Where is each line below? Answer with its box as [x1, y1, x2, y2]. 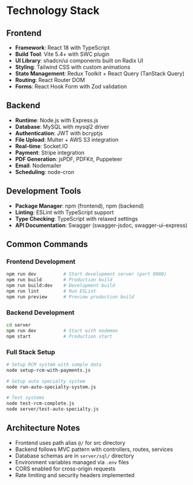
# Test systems [6, 395, 45, 401]
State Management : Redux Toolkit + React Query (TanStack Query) [15, 70, 185, 77]
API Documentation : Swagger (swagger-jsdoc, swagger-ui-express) [15, 222, 188, 229]
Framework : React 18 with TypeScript [15, 44, 110, 51]
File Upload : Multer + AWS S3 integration [15, 136, 119, 143]
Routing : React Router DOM [15, 77, 85, 83]
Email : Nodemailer [15, 162, 62, 169]
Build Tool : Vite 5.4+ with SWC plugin [15, 51, 110, 58]
